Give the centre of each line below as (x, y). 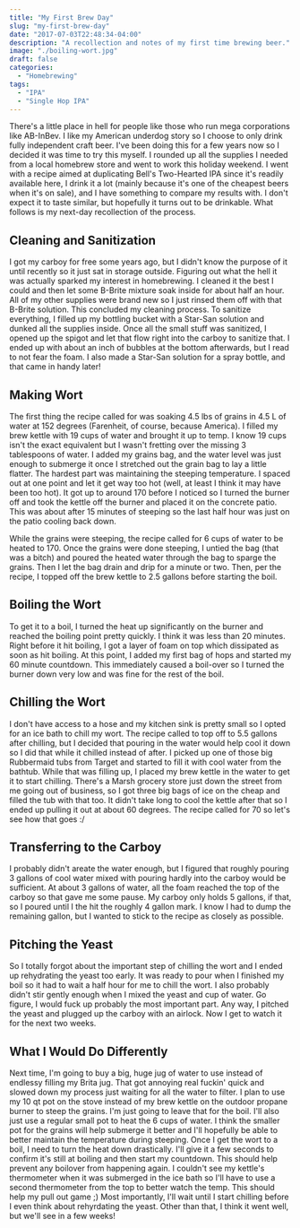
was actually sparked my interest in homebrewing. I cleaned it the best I (141, 281)
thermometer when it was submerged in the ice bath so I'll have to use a (142, 1178)
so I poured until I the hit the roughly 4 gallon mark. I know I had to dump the (150, 907)
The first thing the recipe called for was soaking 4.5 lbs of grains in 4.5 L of (148, 416)
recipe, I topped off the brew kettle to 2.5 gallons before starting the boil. (143, 576)
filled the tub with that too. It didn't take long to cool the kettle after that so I (149, 800)
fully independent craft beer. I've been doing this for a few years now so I (145, 145)
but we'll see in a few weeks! (63, 1216)
